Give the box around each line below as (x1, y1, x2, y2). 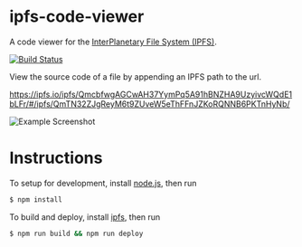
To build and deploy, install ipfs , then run (9, 211, 161, 223)
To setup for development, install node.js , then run (9, 177, 197, 188)
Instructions (9, 147, 103, 168)
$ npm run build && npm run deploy (9, 229, 144, 238)
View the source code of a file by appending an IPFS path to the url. (9, 71, 262, 82)
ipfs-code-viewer (9, 6, 145, 27)
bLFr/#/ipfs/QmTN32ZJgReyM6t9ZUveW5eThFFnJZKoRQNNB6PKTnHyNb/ (9, 98, 291, 109)
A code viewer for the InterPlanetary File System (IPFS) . (9, 36, 217, 47)
